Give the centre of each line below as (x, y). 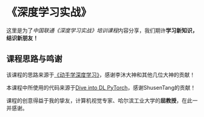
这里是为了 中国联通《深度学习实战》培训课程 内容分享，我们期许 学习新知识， (102, 30)
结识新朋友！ (22, 38)
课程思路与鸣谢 (34, 59)
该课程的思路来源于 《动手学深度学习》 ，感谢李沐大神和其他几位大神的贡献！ (101, 75)
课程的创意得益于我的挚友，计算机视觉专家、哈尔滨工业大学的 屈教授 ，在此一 (102, 100)
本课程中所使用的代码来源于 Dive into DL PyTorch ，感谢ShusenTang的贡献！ (101, 87)
